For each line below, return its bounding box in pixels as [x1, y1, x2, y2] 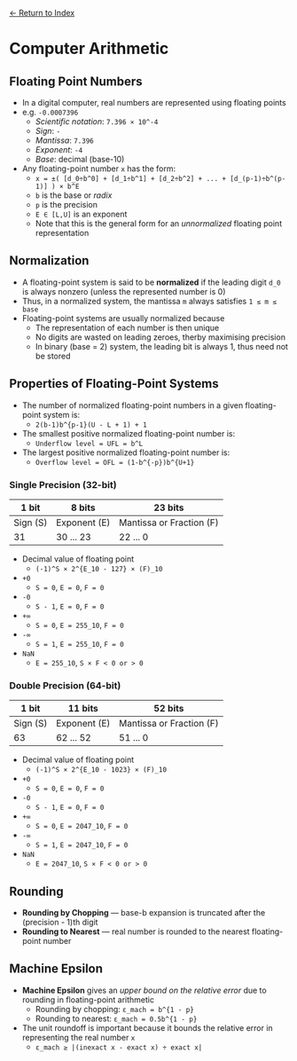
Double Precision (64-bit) [9, 679, 121, 691]
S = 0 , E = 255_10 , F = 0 [35, 619, 124, 630]
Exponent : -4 [35, 145, 83, 154]
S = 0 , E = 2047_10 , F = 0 [35, 821, 129, 831]
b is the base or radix [35, 190, 113, 200]
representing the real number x [21, 1032, 136, 1042]
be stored [35, 350, 71, 361]
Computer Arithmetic [9, 39, 169, 59]
